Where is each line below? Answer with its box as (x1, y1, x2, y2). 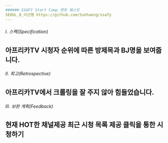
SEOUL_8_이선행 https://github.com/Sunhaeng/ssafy (5, 12, 112, 17)
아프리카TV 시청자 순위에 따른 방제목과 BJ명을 (5, 46, 142, 54)
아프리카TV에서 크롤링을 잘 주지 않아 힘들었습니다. (5, 88, 154, 97)
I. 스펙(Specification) (5, 28, 48, 35)
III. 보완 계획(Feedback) (5, 103, 53, 109)
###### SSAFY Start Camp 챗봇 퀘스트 (5, 7, 80, 13)
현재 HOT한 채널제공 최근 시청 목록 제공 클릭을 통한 (5, 121, 156, 129)
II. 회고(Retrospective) (5, 71, 51, 77)
